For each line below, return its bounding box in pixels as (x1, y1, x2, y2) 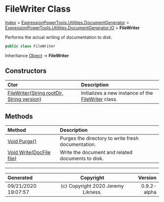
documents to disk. (60, 155, 104, 162)
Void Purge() (7, 138, 37, 145)
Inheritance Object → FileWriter (5, 52, 69, 58)
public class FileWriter (5, 44, 56, 48)
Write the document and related (60, 149, 133, 156)
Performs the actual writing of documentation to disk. (5, 34, 113, 40)
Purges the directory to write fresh (60, 135, 139, 142)
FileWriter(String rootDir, (7, 90, 63, 96)
